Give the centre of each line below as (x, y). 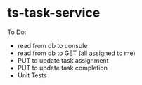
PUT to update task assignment (63, 60)
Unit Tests (32, 75)
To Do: (17, 32)
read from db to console (52, 45)
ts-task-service (54, 13)
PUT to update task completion (62, 68)
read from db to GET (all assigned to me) (76, 53)
